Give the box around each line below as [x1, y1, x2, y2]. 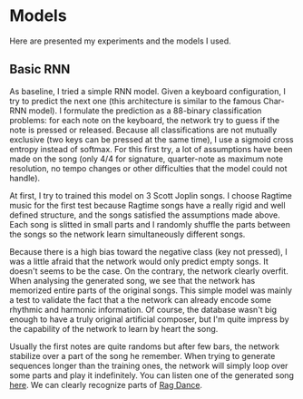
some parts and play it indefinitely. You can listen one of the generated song [9, 369, 295, 381]
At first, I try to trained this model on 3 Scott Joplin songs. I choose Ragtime [9, 190, 293, 200]
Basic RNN [9, 62, 71, 77]
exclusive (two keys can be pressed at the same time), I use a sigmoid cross [9, 133, 294, 145]
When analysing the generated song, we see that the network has [9, 275, 256, 286]
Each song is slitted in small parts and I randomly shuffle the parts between [9, 219, 290, 229]
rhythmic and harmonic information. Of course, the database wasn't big [9, 304, 278, 315]
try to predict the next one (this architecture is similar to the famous [9, 95, 261, 106]
